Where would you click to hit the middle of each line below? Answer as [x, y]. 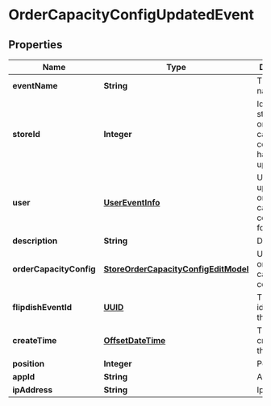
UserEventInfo [132, 203]
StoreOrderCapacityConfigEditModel [176, 269]
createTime [35, 340]
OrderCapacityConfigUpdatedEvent [131, 15]
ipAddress [33, 390]
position [29, 364]
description [35, 241]
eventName [35, 86]
